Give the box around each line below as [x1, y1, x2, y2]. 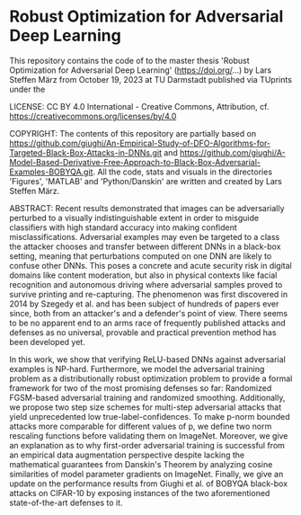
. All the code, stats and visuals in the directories [93, 166, 272, 177]
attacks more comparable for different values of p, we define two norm [9, 421, 272, 431]
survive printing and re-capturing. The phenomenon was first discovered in [9, 289, 288, 299]
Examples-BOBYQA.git [9, 166, 93, 177]
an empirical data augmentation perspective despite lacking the [9, 449, 245, 460]
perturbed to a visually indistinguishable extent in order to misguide [9, 212, 259, 223]
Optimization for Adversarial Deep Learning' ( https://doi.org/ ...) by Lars [9, 65, 272, 75]
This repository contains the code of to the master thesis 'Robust [9, 55, 250, 66]
